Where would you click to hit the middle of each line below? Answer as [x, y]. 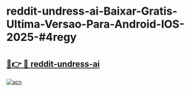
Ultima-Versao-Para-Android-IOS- [96, 24]
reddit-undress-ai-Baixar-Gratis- [92, 11]
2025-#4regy [42, 37]
